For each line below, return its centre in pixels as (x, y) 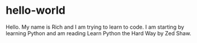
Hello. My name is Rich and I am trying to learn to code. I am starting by (95, 27)
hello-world (36, 10)
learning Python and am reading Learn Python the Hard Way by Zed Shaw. (98, 33)
